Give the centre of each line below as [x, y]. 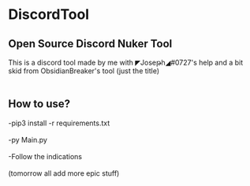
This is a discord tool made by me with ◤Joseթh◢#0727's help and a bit [126, 62]
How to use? [39, 104]
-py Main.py [28, 139]
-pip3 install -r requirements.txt [59, 123]
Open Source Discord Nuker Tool [90, 44]
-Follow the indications [45, 156]
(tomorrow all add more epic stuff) [64, 173]
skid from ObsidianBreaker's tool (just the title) [84, 71]
